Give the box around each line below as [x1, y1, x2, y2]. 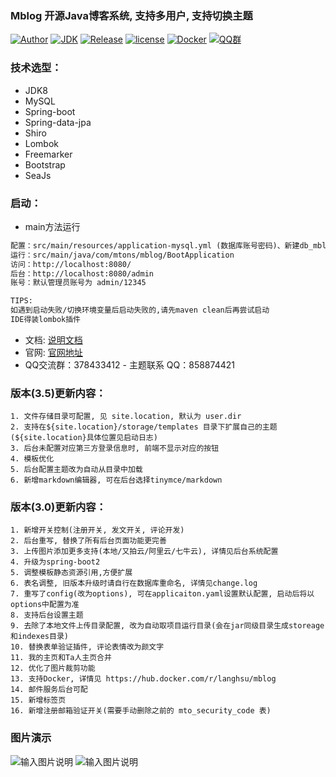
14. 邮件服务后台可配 [10, 685, 88, 695]
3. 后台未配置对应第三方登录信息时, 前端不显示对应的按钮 [10, 443, 220, 454]
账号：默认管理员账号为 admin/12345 [10, 278, 147, 288]
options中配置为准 [10, 600, 80, 610]
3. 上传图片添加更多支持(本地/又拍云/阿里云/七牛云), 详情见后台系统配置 [10, 547, 279, 557]
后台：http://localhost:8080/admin [10, 268, 154, 279]
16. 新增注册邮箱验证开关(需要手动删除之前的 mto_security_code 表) [10, 706, 272, 716]
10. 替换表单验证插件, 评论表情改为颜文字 [10, 642, 165, 652]
